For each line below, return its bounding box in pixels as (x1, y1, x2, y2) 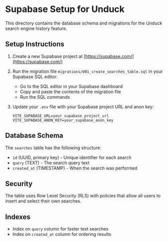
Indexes (5, 212, 31, 221)
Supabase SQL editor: (12, 74, 58, 80)
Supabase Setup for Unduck (5, 4, 125, 15)
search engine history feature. (5, 25, 67, 31)
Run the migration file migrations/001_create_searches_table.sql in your (12, 68, 163, 74)
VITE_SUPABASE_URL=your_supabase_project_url (12, 113, 109, 118)
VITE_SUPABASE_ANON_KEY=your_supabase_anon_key (12, 118, 113, 123)
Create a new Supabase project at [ (12, 53, 86, 59)
